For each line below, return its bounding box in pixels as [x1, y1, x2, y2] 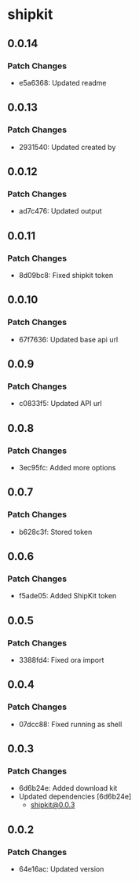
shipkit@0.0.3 [30, 800, 75, 810]
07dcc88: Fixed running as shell [18, 719, 123, 729]
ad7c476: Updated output [18, 207, 103, 216]
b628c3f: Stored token [18, 527, 93, 536]
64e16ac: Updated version [18, 865, 104, 874]
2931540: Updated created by [18, 142, 116, 152]
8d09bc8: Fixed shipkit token [18, 270, 114, 280]
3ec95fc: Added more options [18, 463, 116, 472]
